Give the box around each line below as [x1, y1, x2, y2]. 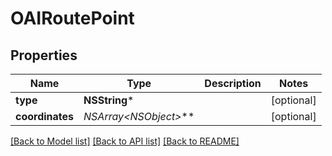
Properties [10, 47, 78, 64]
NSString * [83, 93, 135, 107]
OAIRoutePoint [10, 7, 135, 30]
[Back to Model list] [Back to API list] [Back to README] [10, 135, 240, 147]
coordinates [15, 110, 75, 123]
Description [204, 77, 262, 90]
